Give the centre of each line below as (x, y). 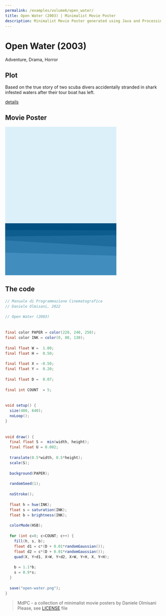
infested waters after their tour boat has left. (50, 93)
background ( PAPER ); (30, 473)
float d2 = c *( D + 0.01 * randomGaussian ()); (60, 552)
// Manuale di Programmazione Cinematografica (54, 301)
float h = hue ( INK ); (31, 505)
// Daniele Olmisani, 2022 (33, 306)
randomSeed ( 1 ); (25, 484)
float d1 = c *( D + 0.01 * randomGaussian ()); (60, 546)
